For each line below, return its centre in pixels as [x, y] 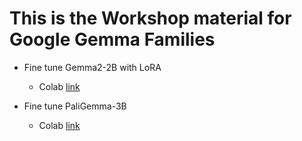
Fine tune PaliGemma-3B [75, 106]
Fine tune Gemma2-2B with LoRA [92, 67]
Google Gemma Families [112, 39]
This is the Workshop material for [150, 18]
